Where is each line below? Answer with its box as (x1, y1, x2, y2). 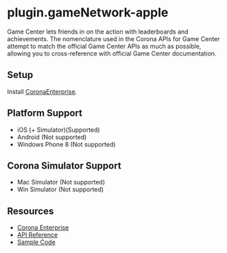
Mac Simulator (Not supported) (16, 178, 105, 186)
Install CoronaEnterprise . (7, 87, 77, 95)
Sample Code (16, 238, 56, 246)
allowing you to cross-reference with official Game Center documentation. (7, 49, 217, 58)
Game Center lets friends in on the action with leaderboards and (7, 27, 189, 36)
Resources (7, 205, 54, 217)
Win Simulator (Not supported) (16, 185, 104, 193)
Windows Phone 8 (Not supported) (16, 140, 116, 148)
